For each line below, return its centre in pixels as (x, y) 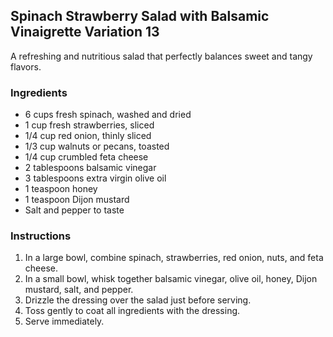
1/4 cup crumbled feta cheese (86, 157)
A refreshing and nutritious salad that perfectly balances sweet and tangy (161, 56)
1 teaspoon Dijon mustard (77, 200)
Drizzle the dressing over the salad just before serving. (138, 300)
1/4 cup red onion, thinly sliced (88, 136)
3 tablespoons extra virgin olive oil (95, 178)
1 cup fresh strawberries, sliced (89, 125)
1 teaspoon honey (61, 189)
